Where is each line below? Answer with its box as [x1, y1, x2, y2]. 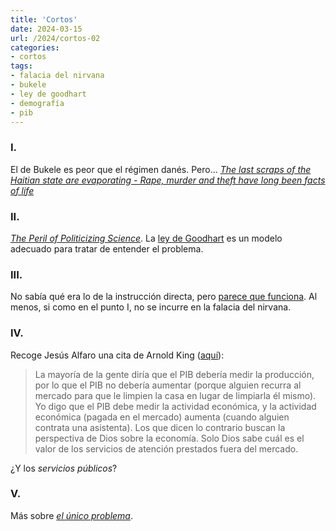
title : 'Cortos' [10, 14, 78, 25]
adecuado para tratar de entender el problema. [10, 242, 204, 255]
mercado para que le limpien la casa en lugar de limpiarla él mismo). [34, 389, 317, 401]
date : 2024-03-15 [10, 24, 83, 34]
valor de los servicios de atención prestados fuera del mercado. [34, 442, 299, 455]
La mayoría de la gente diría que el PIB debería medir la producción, [34, 368, 315, 380]
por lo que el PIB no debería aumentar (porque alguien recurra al [34, 379, 302, 391]
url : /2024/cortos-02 [10, 33, 101, 43]
